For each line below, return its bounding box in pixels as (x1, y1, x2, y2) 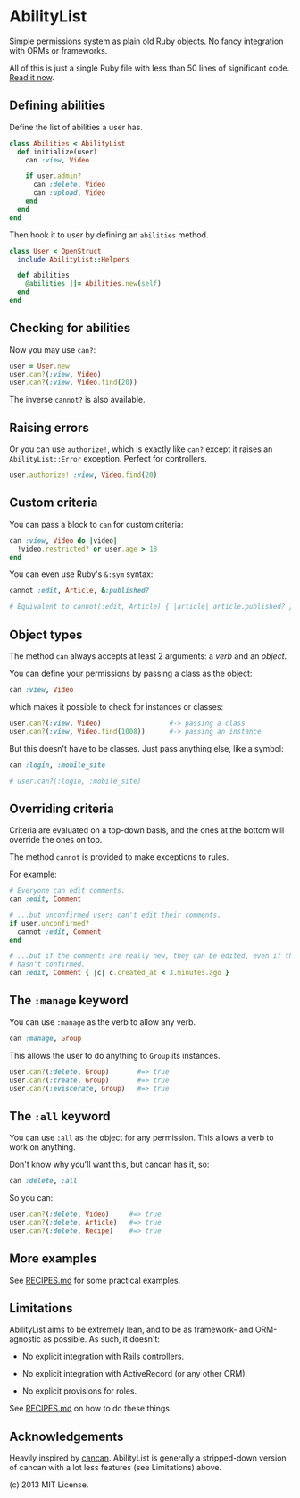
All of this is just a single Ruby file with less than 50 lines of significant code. (9, 62, 290, 73)
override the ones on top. (9, 835, 103, 845)
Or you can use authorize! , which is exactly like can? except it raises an (9, 444, 273, 454)
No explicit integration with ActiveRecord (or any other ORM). (21, 1369, 248, 1379)
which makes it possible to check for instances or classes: (9, 701, 224, 712)
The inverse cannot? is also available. (9, 395, 146, 405)
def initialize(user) (17, 147, 98, 156)
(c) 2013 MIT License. (9, 1479, 89, 1490)
